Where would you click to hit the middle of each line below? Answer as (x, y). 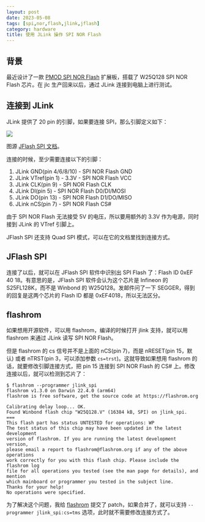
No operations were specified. (46, 493)
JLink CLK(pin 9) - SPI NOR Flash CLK (63, 184)
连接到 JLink (30, 106)
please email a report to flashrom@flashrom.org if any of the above (97, 450)
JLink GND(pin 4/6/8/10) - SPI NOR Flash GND (74, 171)
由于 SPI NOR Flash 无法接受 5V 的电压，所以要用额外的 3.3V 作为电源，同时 (102, 216)
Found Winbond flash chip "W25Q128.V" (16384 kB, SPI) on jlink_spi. (97, 412)
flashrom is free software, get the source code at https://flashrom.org (102, 396)
